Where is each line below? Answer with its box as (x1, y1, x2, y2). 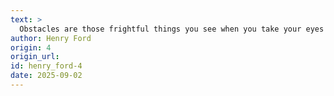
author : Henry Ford (10, 33, 92, 43)
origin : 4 (10, 42, 52, 53)
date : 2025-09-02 (10, 71, 83, 81)
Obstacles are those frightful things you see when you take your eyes (19, 24, 325, 34)
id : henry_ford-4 (10, 61, 83, 71)
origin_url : (10, 52, 60, 62)
